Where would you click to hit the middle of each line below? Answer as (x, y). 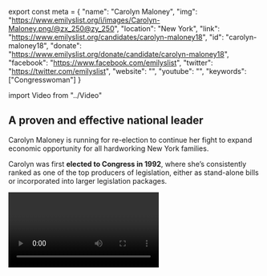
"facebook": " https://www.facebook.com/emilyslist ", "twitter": (111, 63)
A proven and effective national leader (106, 121)
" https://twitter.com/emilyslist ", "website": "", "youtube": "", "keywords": (127, 71)
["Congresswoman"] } (45, 80)
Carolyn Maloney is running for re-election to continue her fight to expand (130, 140)
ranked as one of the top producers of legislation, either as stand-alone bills (133, 172)
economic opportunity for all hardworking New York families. (109, 148)
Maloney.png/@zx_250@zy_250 (61, 28)
